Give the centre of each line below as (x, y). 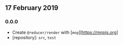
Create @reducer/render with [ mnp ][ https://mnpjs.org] (65, 32)
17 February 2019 (32, 8)
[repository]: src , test (34, 37)
